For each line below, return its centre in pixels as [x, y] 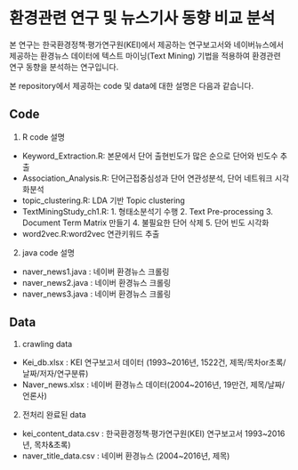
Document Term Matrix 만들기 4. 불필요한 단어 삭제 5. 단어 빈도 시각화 [145, 223]
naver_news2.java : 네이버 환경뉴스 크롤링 [97, 282]
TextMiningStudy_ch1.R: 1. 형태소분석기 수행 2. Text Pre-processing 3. [148, 211]
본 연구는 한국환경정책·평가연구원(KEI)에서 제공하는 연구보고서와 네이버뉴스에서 [147, 45]
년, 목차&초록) [46, 444]
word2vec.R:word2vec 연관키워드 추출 [91, 233]
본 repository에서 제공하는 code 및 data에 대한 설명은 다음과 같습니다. [132, 85]
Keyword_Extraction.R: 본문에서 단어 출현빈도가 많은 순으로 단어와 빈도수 [150, 156]
